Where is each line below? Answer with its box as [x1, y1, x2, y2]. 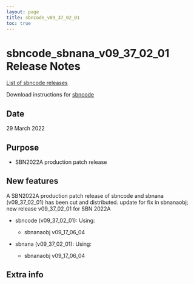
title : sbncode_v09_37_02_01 [6, 15, 80, 21]
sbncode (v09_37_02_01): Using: [15, 217, 95, 224]
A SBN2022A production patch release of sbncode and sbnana [6, 192, 164, 199]
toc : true [6, 20, 32, 26]
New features [6, 176, 59, 186]
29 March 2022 [6, 125, 45, 132]
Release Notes [6, 59, 81, 73]
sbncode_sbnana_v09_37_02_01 [6, 46, 170, 60]
